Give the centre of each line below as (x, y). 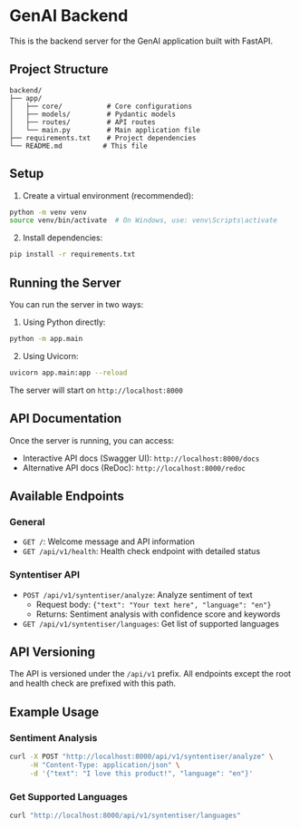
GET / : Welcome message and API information (108, 541)
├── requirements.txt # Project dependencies (103, 138)
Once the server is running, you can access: (92, 440)
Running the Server (65, 283)
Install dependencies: (63, 238)
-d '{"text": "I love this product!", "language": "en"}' (141, 773)
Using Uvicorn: (50, 356)
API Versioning (53, 652)
